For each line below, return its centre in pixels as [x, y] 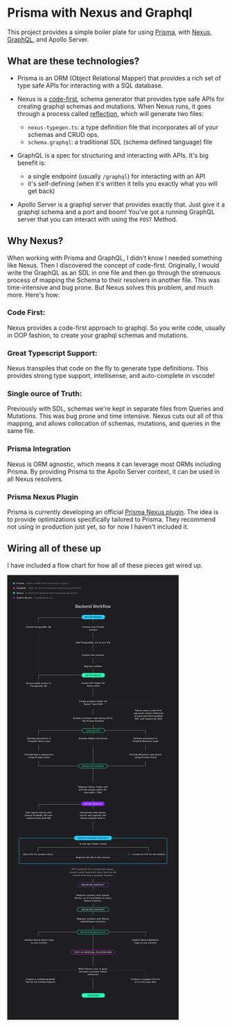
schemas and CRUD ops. [63, 134]
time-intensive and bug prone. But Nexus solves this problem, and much [110, 287]
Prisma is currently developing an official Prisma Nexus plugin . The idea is [113, 512]
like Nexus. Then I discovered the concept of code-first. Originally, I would [113, 265]
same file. [21, 431]
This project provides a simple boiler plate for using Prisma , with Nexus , [110, 32]
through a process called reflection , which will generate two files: [110, 113]
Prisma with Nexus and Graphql [100, 13]
